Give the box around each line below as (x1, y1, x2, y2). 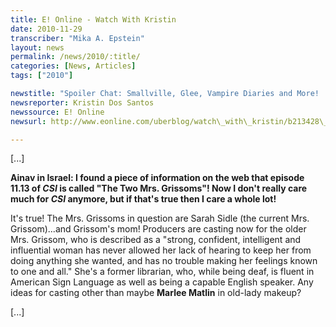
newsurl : (10, 116, 47, 126)
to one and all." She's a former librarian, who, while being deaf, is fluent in (10, 266, 315, 278)
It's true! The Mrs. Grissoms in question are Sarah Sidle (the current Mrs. (10, 212, 310, 225)
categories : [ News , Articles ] (10, 61, 137, 71)
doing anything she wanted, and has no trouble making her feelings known (10, 255, 318, 267)
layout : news (10, 42, 65, 53)
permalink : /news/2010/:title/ (10, 52, 141, 62)
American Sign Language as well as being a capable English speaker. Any (10, 276, 314, 288)
